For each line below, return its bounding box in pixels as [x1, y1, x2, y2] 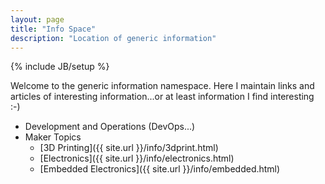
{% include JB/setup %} [10, 61, 110, 73]
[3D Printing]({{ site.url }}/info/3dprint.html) [39, 142, 219, 154]
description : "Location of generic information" [10, 33, 217, 43]
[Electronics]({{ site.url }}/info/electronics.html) [39, 152, 235, 165]
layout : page [10, 14, 65, 25]
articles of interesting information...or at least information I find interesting [10, 91, 315, 103]
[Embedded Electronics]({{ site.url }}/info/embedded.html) [39, 163, 281, 175]
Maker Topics [24, 131, 82, 143]
